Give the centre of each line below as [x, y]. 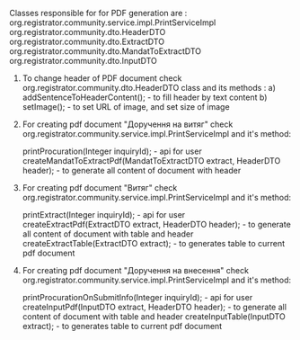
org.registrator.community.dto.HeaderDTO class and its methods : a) [149, 88]
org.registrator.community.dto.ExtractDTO [87, 41]
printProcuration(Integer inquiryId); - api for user [112, 151]
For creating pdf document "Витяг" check [100, 188]
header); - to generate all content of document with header [132, 170]
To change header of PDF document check [102, 78]
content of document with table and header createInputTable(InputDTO [154, 317]
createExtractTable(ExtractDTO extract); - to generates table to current [154, 243]
